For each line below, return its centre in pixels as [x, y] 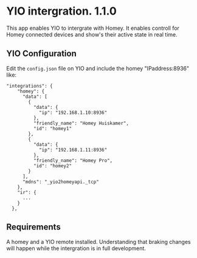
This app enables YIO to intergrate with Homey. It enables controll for [93, 28]
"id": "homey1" [52, 128]
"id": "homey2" [52, 166]
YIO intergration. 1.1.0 [61, 11]
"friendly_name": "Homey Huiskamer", [81, 123]
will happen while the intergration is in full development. [76, 248]
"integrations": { [29, 86]
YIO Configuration [42, 54]
